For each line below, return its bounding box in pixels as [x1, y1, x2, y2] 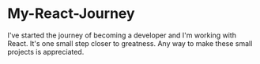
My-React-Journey [7, 5, 135, 23]
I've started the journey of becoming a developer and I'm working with [7, 30, 236, 40]
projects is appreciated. [7, 47, 85, 56]
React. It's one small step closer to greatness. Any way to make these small [7, 38, 253, 48]
